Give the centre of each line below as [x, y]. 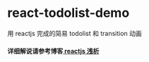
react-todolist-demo [68, 13]
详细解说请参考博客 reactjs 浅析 [53, 51]
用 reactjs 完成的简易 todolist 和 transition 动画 [75, 33]
